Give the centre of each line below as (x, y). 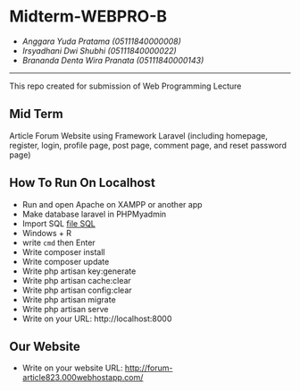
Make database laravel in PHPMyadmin (94, 214)
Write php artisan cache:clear (76, 280)
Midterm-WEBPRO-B (88, 17)
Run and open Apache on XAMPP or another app (112, 204)
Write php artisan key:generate (79, 271)
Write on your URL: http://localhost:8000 (97, 319)
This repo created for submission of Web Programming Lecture (125, 86)
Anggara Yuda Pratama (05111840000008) (101, 41)
